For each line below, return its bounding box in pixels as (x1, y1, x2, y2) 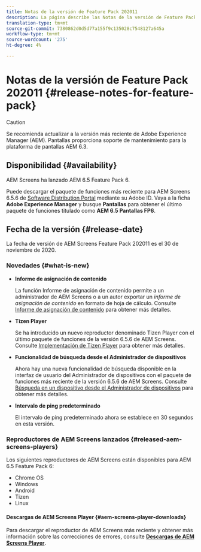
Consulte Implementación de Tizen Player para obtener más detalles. (14, 342, 185, 349)
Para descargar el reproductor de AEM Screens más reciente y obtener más (6, 527, 193, 534)
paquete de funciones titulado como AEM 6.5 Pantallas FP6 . (6, 207, 156, 214)
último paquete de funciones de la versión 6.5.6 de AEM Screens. (14, 335, 176, 342)
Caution (6, 118, 26, 126)
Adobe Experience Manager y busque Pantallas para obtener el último (6, 200, 182, 207)
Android (14, 487, 35, 494)
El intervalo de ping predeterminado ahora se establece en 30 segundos (14, 414, 193, 421)
